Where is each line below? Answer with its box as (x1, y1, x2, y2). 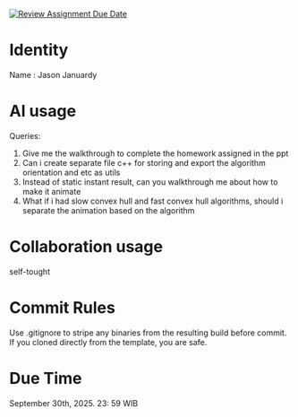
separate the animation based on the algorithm (21, 204, 195, 215)
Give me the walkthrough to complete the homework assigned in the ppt (21, 148, 289, 159)
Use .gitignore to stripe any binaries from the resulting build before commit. (9, 327, 287, 338)
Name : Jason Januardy (9, 69, 98, 80)
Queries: (9, 130, 41, 141)
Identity (9, 40, 69, 60)
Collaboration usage (9, 237, 164, 257)
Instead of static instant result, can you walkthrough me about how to (21, 176, 278, 187)
